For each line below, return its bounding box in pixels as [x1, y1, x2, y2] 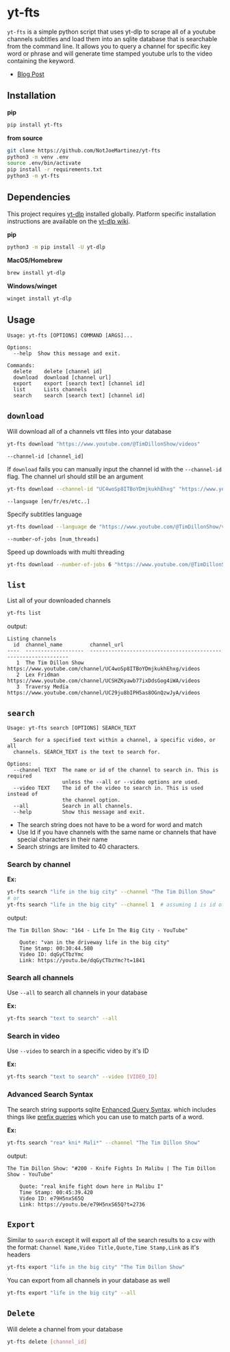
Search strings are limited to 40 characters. [16, 843, 140, 851]
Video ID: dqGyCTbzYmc [19, 951, 84, 958]
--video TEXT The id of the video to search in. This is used [13, 784, 204, 792]
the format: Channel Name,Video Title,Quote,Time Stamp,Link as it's [7, 1244, 200, 1252]
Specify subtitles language [7, 510, 82, 518]
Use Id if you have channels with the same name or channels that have [16, 828, 217, 837]
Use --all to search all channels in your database [7, 988, 148, 996]
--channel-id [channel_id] [7, 453, 84, 460]
